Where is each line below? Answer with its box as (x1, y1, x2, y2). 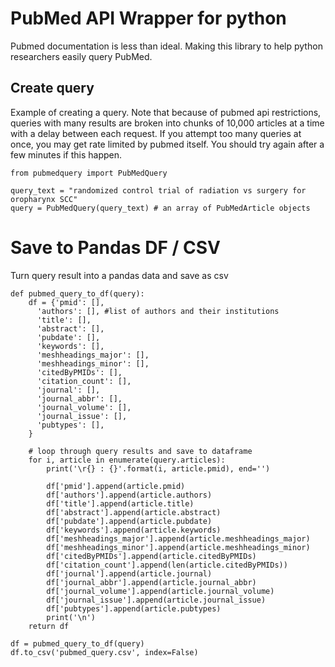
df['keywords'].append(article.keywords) (46, 525, 222, 535)
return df (28, 621, 70, 631)
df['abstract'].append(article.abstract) (46, 507, 222, 517)
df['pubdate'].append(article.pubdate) (46, 516, 213, 526)
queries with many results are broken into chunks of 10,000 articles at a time (10, 117, 325, 129)
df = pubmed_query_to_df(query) (10, 638, 145, 649)
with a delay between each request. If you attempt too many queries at (10, 127, 302, 139)
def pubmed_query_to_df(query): (10, 288, 145, 299)
